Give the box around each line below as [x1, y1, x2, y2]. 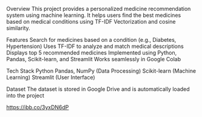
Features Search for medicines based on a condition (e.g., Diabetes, [6, 36, 177, 43]
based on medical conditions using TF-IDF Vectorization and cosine [6, 18, 176, 25]
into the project [6, 92, 44, 99]
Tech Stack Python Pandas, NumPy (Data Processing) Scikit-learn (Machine [6, 67, 196, 75]
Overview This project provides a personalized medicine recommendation [6, 5, 191, 12]
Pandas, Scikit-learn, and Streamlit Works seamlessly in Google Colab [6, 56, 181, 62]
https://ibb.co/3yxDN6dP [6, 104, 69, 111]
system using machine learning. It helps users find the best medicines [6, 12, 181, 19]
